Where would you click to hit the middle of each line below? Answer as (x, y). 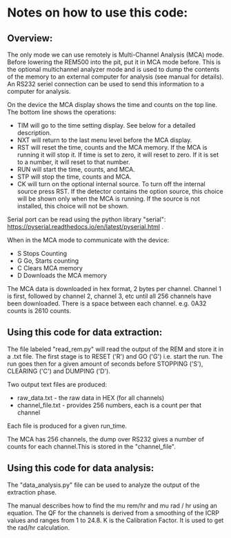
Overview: (30, 38)
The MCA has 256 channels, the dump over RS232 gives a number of (106, 439)
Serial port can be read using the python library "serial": (87, 219)
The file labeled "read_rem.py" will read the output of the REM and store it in (115, 349)
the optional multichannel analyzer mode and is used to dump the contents (113, 69)
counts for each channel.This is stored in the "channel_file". (91, 446)
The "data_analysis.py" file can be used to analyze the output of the (103, 485)
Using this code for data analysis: (81, 468)
